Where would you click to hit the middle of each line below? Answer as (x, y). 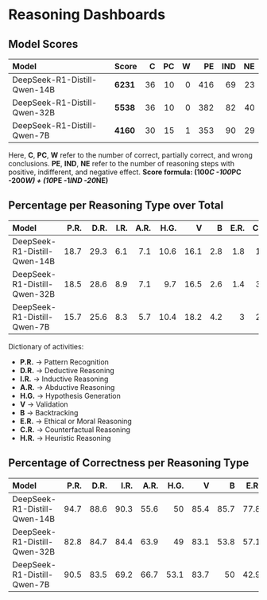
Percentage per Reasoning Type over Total (116, 206)
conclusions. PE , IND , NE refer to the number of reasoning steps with (121, 164)
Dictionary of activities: (46, 346)
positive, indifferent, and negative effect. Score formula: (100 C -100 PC (125, 172)
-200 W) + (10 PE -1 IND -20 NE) (58, 180)
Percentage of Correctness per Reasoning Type (129, 463)
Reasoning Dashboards (87, 15)
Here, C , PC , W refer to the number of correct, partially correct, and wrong (130, 155)
